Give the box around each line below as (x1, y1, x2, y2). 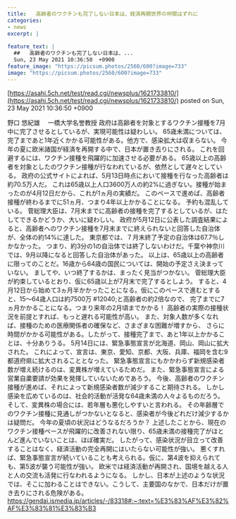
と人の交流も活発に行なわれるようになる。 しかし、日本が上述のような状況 (7, 470, 225, 480)
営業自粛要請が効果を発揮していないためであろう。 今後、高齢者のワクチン (7, 374, 225, 382)
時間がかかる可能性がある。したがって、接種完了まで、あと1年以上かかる (7, 329, 219, 338)
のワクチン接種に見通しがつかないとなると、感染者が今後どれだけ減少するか (7, 409, 230, 417)
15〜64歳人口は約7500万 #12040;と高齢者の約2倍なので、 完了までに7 (19, 294, 225, 303)
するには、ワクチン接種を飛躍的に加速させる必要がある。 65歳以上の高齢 (13, 153, 227, 162)
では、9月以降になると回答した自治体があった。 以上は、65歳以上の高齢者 (7, 250, 224, 259)
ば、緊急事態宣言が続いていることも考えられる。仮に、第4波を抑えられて (7, 453, 221, 462)
